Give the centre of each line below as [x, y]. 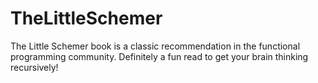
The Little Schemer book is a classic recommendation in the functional [155, 46]
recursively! [34, 67]
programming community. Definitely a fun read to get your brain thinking [159, 56]
